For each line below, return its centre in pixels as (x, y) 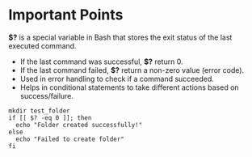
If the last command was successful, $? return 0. (101, 62)
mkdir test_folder (39, 111)
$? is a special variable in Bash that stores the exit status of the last (120, 37)
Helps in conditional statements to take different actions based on (130, 87)
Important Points (66, 15)
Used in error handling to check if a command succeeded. (117, 78)
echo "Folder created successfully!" (79, 125)
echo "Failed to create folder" (70, 139)
